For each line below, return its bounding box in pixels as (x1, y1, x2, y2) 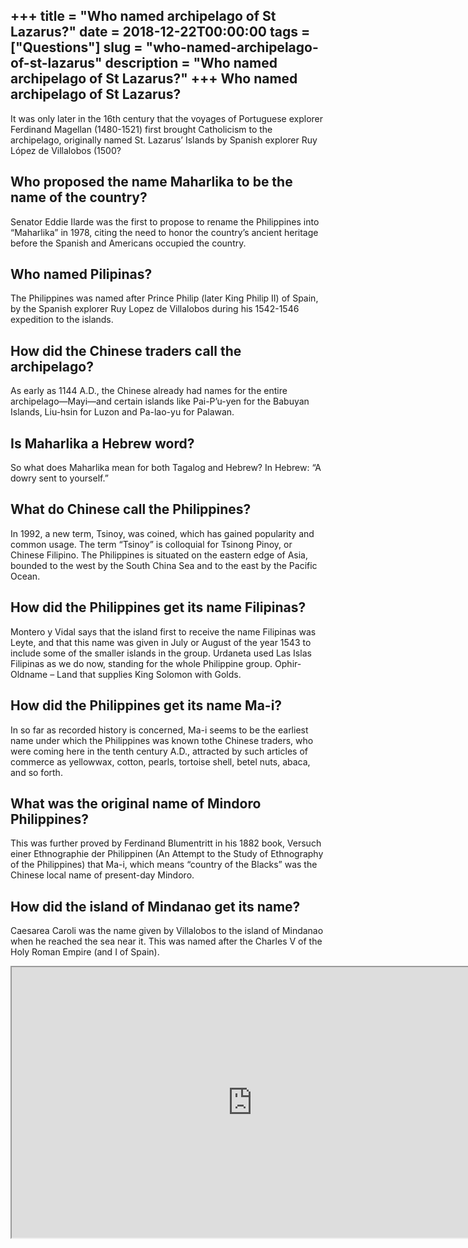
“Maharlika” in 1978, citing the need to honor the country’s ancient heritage (10, 226, 319, 238)
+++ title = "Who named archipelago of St (10, 8, 277, 25)
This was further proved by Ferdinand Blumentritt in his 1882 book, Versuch (10, 837, 322, 849)
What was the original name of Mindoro (10, 795, 262, 812)
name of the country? (10, 189, 148, 206)
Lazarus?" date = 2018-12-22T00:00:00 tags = (10, 24, 311, 41)
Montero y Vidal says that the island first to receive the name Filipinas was (10, 625, 317, 638)
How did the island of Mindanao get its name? (10, 898, 301, 915)
